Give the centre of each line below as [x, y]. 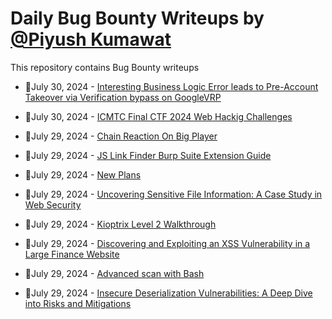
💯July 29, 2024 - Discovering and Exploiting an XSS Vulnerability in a [167, 243]
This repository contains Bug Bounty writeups [105, 67]
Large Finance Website [72, 254]
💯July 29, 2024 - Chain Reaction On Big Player [121, 136]
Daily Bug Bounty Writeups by [137, 18]
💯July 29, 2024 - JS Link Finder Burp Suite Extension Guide [148, 155]
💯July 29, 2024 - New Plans [83, 174]
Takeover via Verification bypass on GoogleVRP [123, 97]
